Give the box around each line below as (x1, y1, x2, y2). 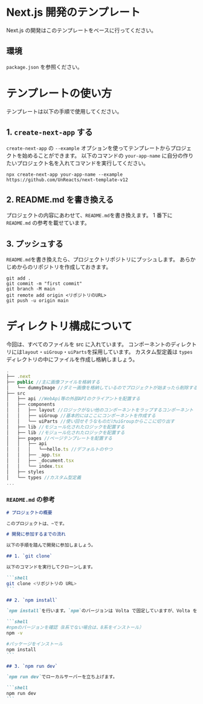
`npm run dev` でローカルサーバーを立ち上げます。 (6, 674, 118, 680)
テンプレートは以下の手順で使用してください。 (6, 107, 123, 115)
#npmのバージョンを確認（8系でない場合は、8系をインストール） (6, 624, 144, 631)
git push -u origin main (6, 298, 69, 304)
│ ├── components (6, 402, 56, 408)
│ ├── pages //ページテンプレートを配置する (6, 435, 113, 441)
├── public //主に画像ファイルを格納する (6, 379, 100, 385)
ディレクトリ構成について (6, 319, 133, 333)
